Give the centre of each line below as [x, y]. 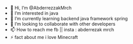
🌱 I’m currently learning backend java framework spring [69, 18]
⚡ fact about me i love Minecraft [44, 37]
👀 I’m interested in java [34, 13]
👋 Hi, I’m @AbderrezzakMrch [41, 8]
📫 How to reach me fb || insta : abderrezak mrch [62, 30]
